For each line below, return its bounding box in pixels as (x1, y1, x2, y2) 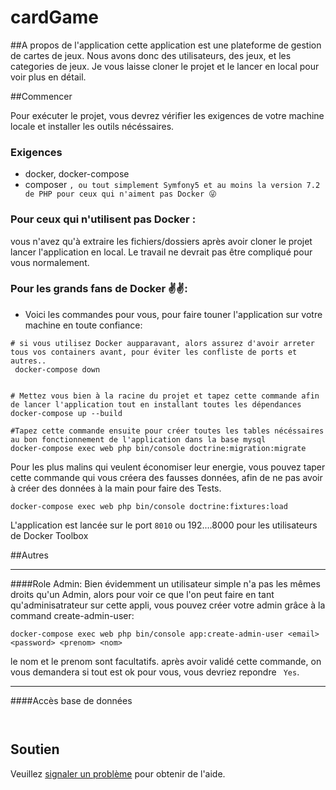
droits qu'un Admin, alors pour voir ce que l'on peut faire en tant (10, 588, 275, 600)
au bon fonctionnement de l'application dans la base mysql (10, 434, 267, 445)
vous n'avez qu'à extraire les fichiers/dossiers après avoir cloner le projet (10, 235, 313, 247)
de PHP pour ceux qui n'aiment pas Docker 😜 (24, 189, 217, 200)
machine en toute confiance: (24, 319, 143, 331)
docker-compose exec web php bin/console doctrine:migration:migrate (10, 443, 307, 453)
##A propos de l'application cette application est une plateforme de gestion (10, 39, 322, 51)
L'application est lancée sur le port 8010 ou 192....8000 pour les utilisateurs (10, 519, 318, 531)
